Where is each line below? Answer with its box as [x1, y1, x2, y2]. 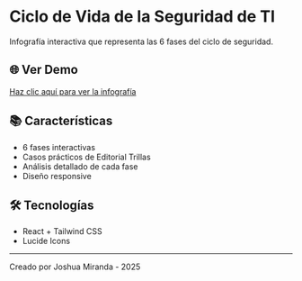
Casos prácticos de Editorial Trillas [22, 151, 151, 162]
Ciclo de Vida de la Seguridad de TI [9, 6, 276, 27]
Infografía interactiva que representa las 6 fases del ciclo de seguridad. [9, 36, 274, 47]
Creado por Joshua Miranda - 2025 [9, 261, 141, 272]
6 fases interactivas [22, 141, 96, 152]
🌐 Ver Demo [9, 62, 78, 77]
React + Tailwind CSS [22, 226, 102, 237]
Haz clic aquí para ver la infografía [9, 86, 137, 96]
